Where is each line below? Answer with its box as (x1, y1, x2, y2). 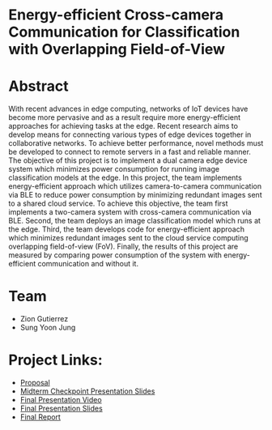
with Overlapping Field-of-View (8, 40, 225, 58)
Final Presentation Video (19, 395, 103, 404)
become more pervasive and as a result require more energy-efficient (8, 113, 241, 122)
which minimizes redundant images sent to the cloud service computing (8, 233, 249, 243)
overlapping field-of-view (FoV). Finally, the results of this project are (8, 241, 239, 252)
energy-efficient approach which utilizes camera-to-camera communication (8, 181, 261, 191)
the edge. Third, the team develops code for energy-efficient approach (8, 224, 245, 234)
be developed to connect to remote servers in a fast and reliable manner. (8, 147, 251, 157)
